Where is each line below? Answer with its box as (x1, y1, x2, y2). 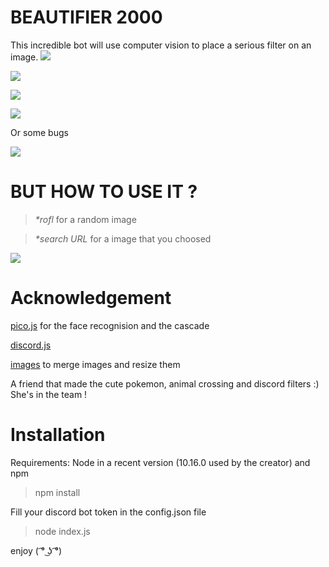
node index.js (34, 525, 91, 537)
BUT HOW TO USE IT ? (10, 181, 198, 203)
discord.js (10, 339, 52, 351)
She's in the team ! (10, 388, 88, 400)
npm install (34, 486, 81, 498)
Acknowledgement (10, 287, 172, 310)
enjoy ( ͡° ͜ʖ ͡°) (10, 544, 63, 556)
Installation (10, 424, 106, 446)
